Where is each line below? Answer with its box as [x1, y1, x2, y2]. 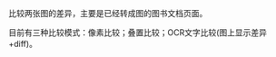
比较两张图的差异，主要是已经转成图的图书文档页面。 [8, 8, 208, 18]
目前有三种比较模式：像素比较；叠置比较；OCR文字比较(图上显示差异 [8, 27, 268, 38]
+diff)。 [8, 39, 38, 49]
